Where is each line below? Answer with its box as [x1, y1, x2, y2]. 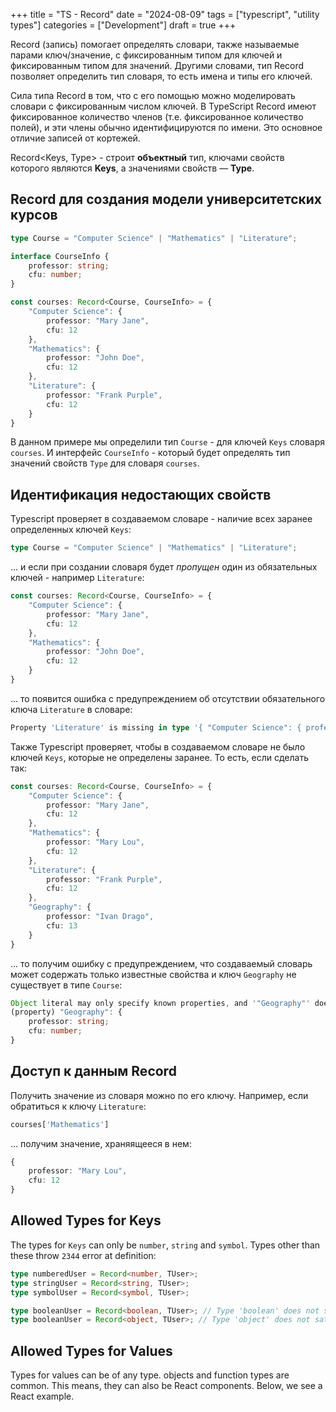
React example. [10, 1390, 75, 1403]
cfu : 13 [46, 920, 78, 931]
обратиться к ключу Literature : [10, 1100, 147, 1112]
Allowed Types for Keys [10, 1212, 162, 1229]
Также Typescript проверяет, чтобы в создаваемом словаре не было [10, 740, 306, 753]
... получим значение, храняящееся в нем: [10, 1137, 192, 1149]
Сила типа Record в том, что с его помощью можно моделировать [10, 90, 296, 101]
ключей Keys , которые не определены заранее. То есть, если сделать [10, 751, 309, 763]
